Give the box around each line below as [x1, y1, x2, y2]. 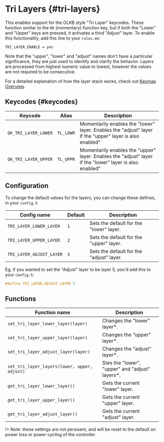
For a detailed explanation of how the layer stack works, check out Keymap [5, 78, 156, 84]
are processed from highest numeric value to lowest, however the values [5, 64, 152, 69]
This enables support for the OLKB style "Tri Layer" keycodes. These [5, 20, 144, 25]
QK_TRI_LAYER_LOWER [7, 130, 53, 135]
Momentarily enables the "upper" [80, 147, 156, 154]
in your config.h [5, 199, 38, 206]
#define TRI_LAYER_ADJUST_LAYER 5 [5, 281, 76, 286]
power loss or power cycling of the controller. [5, 432, 97, 438]
